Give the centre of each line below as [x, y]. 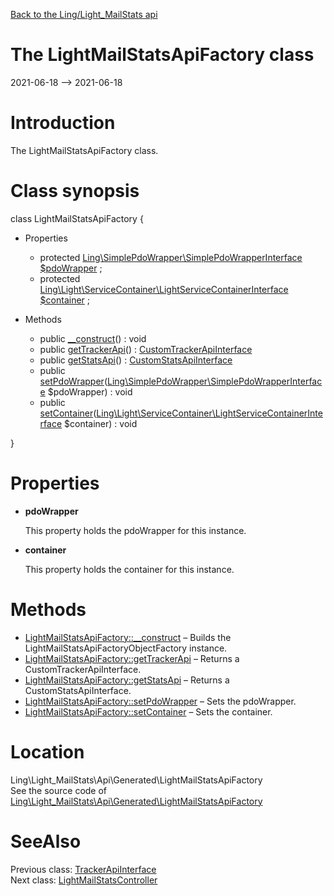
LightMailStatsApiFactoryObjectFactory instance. [126, 648]
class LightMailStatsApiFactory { [77, 218]
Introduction [63, 123]
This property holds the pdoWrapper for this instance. [135, 530]
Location [47, 751]
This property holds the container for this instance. [129, 569]
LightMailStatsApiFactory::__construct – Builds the [128, 637]
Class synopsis [75, 191]
